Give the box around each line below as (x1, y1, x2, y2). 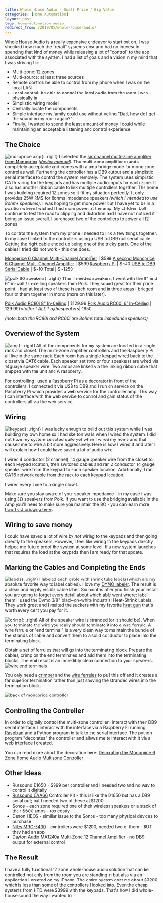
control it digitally (12, 787, 47, 793)
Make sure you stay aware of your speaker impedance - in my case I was (5, 490, 152, 497)
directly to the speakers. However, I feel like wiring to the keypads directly (5, 539, 153, 545)
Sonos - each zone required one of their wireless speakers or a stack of (12, 803, 157, 809)
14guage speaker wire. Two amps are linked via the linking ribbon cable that (5, 363, 157, 369)
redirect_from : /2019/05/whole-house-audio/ (5, 25, 97, 30)
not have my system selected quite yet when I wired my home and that (5, 436, 147, 442)
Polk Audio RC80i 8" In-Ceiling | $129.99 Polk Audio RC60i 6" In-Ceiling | (5, 301, 152, 306)
